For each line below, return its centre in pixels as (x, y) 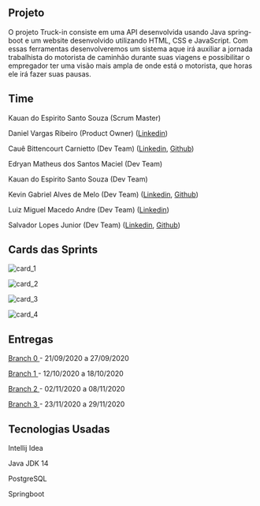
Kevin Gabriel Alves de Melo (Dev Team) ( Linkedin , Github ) (104, 194)
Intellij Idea (26, 448)
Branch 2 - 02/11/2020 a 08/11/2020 (67, 389)
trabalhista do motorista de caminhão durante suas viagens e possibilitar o (129, 57)
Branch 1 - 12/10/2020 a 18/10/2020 (66, 373)
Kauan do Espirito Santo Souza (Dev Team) (78, 179)
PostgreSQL (28, 479)
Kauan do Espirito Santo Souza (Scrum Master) (85, 118)
